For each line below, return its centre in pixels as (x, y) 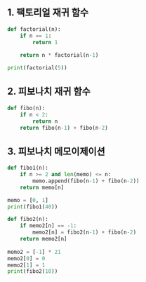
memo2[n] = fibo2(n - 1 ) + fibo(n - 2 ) (85, 233)
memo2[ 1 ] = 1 (26, 265)
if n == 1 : (36, 36)
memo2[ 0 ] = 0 (26, 258)
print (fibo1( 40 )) (33, 207)
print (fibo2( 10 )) (33, 271)
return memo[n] (42, 187)
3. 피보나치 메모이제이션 (56, 151)
